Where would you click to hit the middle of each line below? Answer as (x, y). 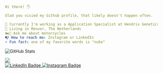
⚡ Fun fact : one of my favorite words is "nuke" (55, 42)
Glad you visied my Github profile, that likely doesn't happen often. (79, 15)
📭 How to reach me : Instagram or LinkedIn (49, 38)
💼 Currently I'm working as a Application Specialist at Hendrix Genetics (82, 24)
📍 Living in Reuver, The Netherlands (43, 29)
